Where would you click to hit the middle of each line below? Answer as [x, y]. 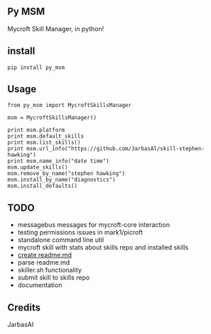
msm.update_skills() [38, 167]
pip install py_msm [36, 67]
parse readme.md [44, 262]
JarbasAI [21, 325]
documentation [40, 285]
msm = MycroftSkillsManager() [52, 118]
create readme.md [45, 255]
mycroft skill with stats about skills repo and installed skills [103, 247]
